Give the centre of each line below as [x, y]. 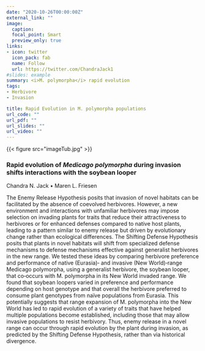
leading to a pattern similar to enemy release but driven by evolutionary [96, 230]
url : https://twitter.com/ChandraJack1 [63, 69]
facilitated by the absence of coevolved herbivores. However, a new [92, 204]
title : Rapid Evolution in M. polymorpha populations [76, 109]
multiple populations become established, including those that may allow [98, 315]
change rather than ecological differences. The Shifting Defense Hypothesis [102, 237]
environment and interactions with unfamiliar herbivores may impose [93, 211]
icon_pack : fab [31, 58]
